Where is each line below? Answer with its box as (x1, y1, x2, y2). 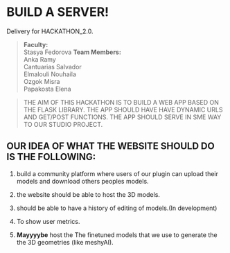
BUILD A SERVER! (6, 4, 109, 20)
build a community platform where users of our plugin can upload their (16, 169, 219, 177)
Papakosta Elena (23, 85, 71, 93)
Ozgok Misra (23, 77, 60, 85)
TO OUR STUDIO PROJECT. (23, 120, 103, 128)
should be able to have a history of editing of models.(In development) (16, 204, 218, 212)
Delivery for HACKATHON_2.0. (6, 27, 94, 35)
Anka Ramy (23, 55, 56, 63)
